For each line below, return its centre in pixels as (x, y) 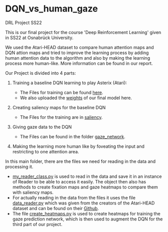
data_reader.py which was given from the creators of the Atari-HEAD (83, 203)
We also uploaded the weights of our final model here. (76, 98)
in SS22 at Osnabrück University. (39, 38)
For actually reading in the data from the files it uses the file (74, 197)
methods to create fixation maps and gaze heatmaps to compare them (85, 187)
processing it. (19, 166)
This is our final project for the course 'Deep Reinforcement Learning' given (83, 32)
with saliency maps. (33, 192)
